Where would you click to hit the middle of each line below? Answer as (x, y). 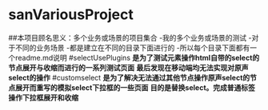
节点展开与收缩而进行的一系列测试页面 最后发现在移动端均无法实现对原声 (128, 67)
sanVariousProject (71, 15)
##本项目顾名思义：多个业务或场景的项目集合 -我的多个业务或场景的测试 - (130, 37)
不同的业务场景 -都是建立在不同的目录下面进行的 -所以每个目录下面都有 (132, 47)
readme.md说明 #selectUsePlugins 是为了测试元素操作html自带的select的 (137, 57)
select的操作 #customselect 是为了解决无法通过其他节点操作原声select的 (129, 77)
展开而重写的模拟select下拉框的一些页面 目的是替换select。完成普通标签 (135, 87)
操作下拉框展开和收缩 (43, 97)
